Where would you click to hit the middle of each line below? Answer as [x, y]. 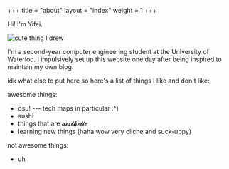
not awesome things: [38, 145]
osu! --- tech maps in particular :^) [68, 108]
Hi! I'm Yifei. [25, 24]
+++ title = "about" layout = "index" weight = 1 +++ [82, 10]
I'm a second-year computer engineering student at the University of [108, 52]
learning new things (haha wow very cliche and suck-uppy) [105, 132]
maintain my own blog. [41, 67]
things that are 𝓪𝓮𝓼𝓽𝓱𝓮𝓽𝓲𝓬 [52, 123]
